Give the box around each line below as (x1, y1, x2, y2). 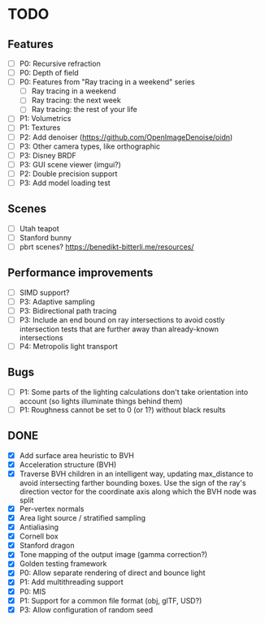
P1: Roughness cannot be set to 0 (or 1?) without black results (19, 405, 226, 414)
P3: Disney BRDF (19, 150, 76, 160)
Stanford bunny (19, 232, 72, 242)
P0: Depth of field (19, 68, 79, 78)
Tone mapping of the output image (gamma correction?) (19, 550, 208, 560)
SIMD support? (19, 288, 70, 297)
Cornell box (19, 531, 59, 541)
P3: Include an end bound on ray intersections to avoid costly (19, 314, 225, 325)
